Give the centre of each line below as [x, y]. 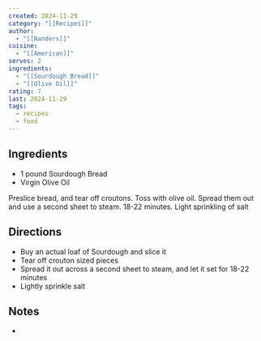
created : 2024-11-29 [43, 16]
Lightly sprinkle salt [53, 286]
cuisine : [23, 46]
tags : [17, 106]
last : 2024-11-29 [38, 99]
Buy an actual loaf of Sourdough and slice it [93, 251]
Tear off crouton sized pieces [69, 260]
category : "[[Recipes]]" [50, 23]
